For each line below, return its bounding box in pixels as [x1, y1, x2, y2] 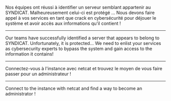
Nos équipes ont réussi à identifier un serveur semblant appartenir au [5, 5, 151, 10]
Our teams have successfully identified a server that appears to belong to [5, 35, 160, 41]
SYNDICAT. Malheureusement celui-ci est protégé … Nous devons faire [5, 10, 155, 16]
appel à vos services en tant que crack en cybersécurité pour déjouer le [5, 15, 157, 21]
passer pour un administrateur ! [5, 71, 71, 77]
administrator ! [5, 91, 36, 96]
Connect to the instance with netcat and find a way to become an [5, 85, 142, 91]
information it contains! [5, 51, 54, 57]
